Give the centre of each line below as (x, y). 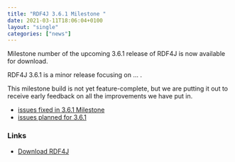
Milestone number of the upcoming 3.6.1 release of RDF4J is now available (116, 54)
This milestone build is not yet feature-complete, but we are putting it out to (118, 88)
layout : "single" (33, 27)
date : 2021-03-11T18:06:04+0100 (55, 21)
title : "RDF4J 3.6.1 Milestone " (57, 14)
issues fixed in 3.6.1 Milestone (61, 110)
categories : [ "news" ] (39, 34)
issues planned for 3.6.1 (52, 117)
